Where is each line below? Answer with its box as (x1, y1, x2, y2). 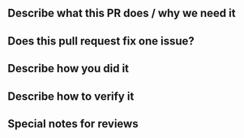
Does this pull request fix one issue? (7, 34, 195, 48)
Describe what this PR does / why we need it (7, 6, 236, 20)
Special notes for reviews (7, 117, 139, 131)
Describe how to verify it (7, 89, 135, 103)
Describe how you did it (7, 62, 130, 75)
